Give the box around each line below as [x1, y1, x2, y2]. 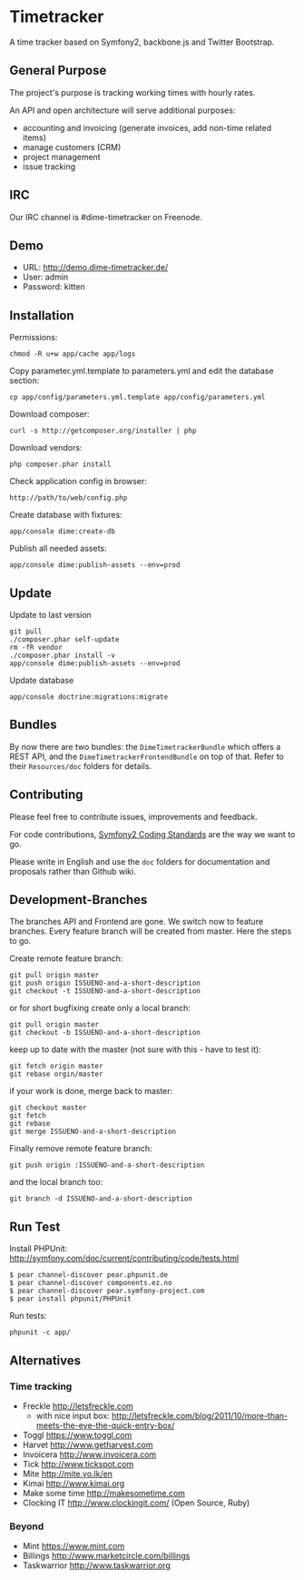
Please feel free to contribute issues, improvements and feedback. [9, 811, 259, 822]
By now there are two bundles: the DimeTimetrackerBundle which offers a [9, 741, 281, 752]
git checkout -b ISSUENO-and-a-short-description [9, 1028, 201, 1038]
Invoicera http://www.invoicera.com [22, 1449, 157, 1460]
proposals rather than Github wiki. [9, 866, 136, 876]
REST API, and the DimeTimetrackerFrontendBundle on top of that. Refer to [9, 751, 284, 762]
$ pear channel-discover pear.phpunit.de [9, 1271, 169, 1280]
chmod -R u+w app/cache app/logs [9, 349, 136, 359]
